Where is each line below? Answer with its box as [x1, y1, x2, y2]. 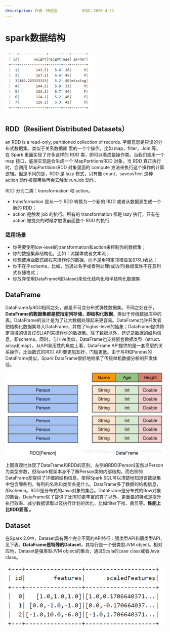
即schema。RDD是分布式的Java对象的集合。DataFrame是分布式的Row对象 [5, 487, 161, 493]
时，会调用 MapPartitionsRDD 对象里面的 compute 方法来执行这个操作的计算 [5, 165, 164, 171]
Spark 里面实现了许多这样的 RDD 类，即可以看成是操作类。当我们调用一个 [11, 152, 165, 158]
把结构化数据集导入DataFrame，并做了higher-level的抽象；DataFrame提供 [5, 324, 160, 330]
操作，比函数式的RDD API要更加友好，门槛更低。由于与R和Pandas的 [9, 349, 152, 355]
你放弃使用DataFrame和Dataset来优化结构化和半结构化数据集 [12, 275, 141, 282]
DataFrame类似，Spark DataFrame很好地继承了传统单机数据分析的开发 [5, 355, 153, 362]
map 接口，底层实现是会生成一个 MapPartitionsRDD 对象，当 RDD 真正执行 [5, 158, 161, 164]
